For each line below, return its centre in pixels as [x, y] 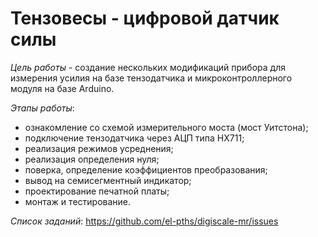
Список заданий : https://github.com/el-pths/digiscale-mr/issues [144, 221]
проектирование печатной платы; [97, 191]
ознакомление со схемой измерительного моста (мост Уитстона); [166, 127]
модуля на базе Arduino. [62, 88]
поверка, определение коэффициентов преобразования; [146, 169]
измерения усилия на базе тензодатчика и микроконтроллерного [151, 78]
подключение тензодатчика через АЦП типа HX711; [134, 138]
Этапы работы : [42, 108]
